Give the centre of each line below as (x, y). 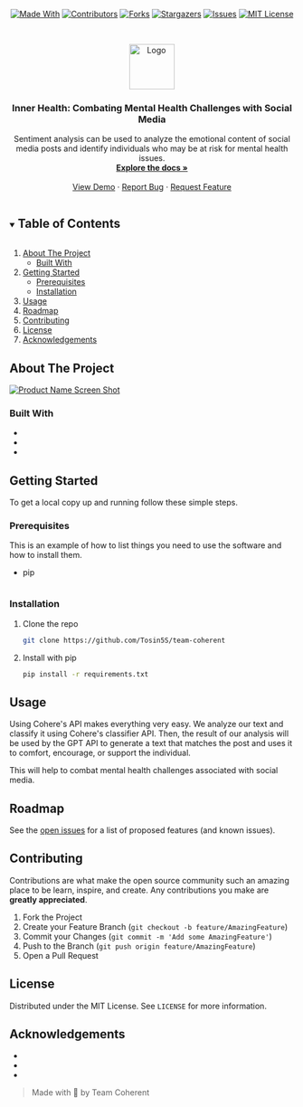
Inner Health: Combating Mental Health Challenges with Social (152, 108)
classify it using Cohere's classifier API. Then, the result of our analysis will (149, 733)
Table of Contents (69, 223)
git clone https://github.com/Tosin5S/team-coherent (124, 640)
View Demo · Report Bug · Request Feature (152, 187)
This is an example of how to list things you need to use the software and (146, 545)
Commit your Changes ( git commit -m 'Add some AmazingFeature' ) (147, 936)
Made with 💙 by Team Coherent (90, 1093)
